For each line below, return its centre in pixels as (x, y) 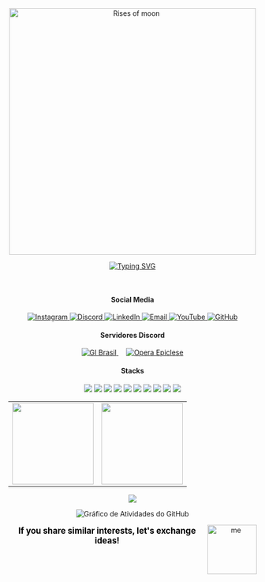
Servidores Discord (132, 335)
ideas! (107, 541)
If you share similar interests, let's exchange (107, 531)
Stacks (132, 371)
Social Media (132, 299)
